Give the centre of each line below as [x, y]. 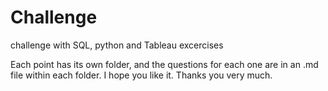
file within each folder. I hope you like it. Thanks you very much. [141, 75]
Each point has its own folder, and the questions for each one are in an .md [164, 64]
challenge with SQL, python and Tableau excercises [117, 45]
